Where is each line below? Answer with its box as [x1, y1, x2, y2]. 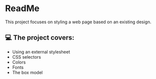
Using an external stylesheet [12, 49, 70, 55]
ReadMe [5, 3, 40, 14]
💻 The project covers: [5, 33, 75, 42]
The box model [12, 69, 43, 75]
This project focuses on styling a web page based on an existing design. [5, 19, 152, 25]
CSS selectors [12, 54, 41, 60]
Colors [12, 59, 26, 65]
